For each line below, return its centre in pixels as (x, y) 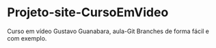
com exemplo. (27, 38)
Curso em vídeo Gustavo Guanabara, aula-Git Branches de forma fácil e (108, 31)
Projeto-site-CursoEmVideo (88, 13)
